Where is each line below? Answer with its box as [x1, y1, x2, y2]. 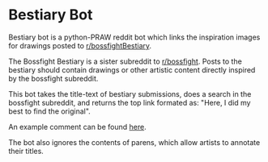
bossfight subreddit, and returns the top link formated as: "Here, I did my [8, 98, 251, 107]
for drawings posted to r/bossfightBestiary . [8, 40, 152, 50]
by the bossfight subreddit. [8, 73, 99, 83]
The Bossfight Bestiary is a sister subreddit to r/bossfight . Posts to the [8, 56, 243, 66]
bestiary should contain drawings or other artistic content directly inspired [8, 64, 256, 74]
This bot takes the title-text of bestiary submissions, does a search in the [8, 89, 252, 98]
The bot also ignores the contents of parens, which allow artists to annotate [8, 137, 261, 147]
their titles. [8, 146, 45, 156]
